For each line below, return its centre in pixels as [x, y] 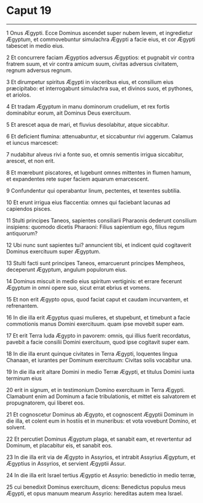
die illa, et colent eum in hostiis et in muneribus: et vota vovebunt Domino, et [101, 421]
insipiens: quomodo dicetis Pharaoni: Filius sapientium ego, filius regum [95, 226]
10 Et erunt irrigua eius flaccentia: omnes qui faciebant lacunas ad [88, 202]
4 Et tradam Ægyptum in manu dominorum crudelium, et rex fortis [88, 106]
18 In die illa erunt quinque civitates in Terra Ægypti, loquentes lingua [92, 353]
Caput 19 [29, 11]
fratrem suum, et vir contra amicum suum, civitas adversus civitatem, [92, 63]
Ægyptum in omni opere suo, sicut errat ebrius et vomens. [79, 287]
